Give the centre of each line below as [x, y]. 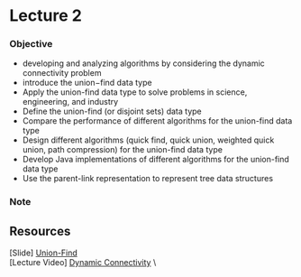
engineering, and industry [70, 102]
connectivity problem [62, 73]
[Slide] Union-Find [44, 253]
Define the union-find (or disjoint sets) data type [112, 111]
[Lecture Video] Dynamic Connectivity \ [83, 263]
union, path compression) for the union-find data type [123, 150]
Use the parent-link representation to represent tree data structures [147, 179]
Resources [40, 231]
